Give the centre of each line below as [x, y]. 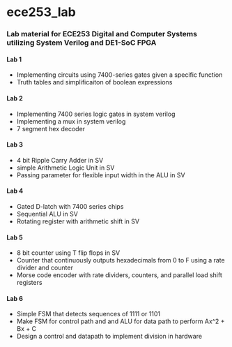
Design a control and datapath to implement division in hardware [109, 337]
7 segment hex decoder [51, 128]
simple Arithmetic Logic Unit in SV [65, 168]
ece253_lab [41, 12]
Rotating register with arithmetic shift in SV [78, 221]
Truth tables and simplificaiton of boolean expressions [94, 82]
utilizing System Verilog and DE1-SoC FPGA [82, 43]
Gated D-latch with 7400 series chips [70, 206]
